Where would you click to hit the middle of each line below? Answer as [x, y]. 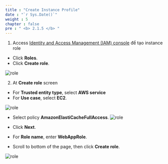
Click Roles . [25, 58]
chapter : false [22, 24]
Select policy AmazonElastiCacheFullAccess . [61, 117]
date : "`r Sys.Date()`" [31, 15]
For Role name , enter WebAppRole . [50, 137]
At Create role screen [35, 83]
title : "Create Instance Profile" [43, 10]
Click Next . [24, 127]
